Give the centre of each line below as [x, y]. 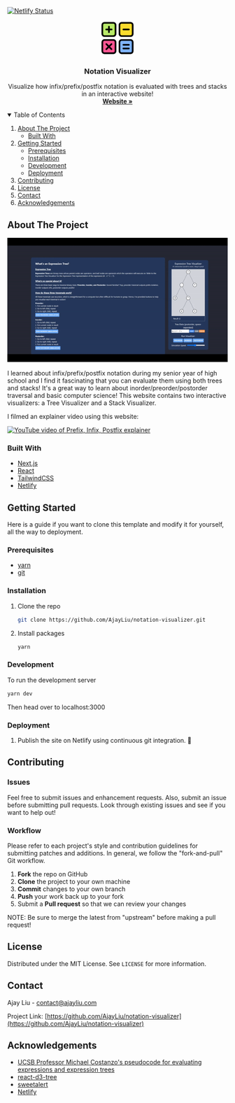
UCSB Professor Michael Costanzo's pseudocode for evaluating [109, 1062]
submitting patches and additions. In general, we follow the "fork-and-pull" [115, 853]
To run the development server [52, 680]
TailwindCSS [36, 478]
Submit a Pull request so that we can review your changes [102, 904]
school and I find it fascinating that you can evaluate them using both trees [115, 380]
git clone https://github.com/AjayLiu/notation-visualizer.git [112, 620]
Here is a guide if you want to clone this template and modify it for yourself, [116, 525]
